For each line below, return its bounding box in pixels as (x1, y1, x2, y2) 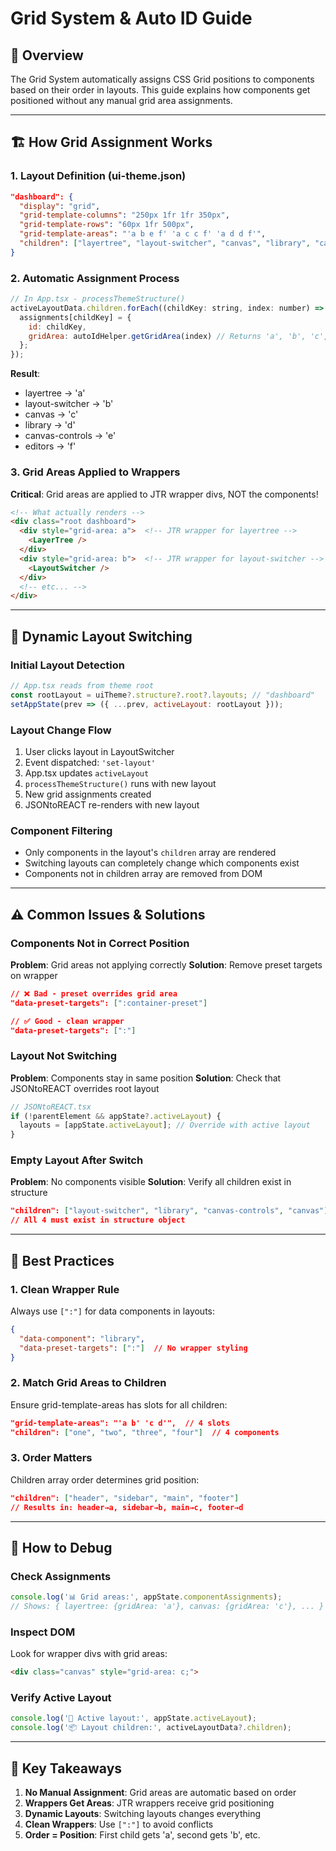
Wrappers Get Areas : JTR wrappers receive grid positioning (24, 1797, 275, 1809)
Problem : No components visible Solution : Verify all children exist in (10, 1176, 292, 1188)
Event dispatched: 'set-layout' (24, 756, 157, 768)
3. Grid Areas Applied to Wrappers (10, 465, 181, 479)
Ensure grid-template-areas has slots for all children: (10, 1398, 228, 1411)
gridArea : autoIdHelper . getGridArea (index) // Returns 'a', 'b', (28, 331, 307, 341)
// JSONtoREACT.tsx (10, 1102, 92, 1112)
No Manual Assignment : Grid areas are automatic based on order (24, 1786, 297, 1798)
